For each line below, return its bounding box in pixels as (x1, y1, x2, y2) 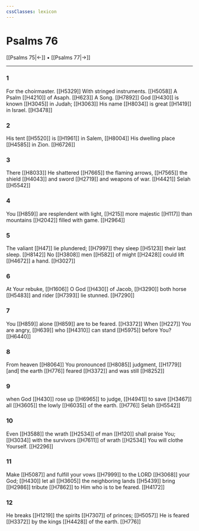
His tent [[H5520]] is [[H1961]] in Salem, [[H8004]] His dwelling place (6, 135, 175, 142)
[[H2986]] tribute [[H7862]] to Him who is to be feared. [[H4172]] (6, 484, 165, 491)
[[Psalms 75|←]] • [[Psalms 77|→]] (6, 54, 91, 61)
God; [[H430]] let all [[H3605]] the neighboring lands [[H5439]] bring (6, 477, 176, 484)
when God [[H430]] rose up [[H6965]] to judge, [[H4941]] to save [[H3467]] (6, 395, 192, 403)
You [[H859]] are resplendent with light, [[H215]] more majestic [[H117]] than (6, 210, 192, 217)
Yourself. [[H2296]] (6, 443, 53, 450)
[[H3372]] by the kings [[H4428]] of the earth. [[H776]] (6, 518, 141, 525)
